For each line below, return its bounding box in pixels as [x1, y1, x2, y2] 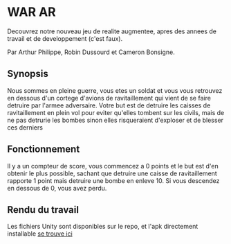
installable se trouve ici [7, 229, 73, 238]
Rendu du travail [7, 204, 80, 216]
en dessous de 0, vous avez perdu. [7, 184, 107, 192]
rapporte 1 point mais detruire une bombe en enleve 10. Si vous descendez [7, 176, 220, 184]
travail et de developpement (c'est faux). [7, 34, 123, 42]
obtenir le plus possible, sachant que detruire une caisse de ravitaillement [7, 169, 218, 177]
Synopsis [7, 68, 48, 80]
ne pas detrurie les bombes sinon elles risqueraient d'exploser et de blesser [7, 116, 223, 124]
